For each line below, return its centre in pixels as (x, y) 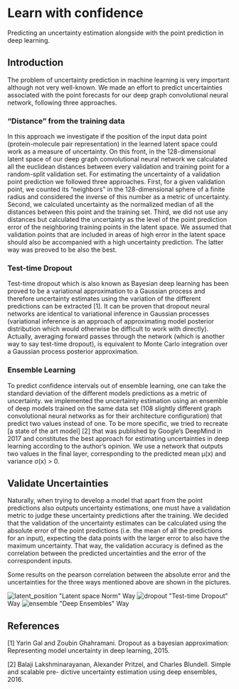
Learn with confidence (75, 13)
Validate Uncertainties (58, 484)
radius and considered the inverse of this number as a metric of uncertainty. (119, 197)
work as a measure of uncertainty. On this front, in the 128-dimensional (112, 151)
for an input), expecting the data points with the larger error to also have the (118, 538)
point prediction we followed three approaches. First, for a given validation (116, 182)
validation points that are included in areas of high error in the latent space (117, 235)
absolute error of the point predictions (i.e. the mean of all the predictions (115, 530)
